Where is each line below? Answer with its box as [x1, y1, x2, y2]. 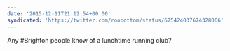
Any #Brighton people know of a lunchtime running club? [7, 36, 172, 44]
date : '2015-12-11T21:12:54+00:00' [7, 10, 111, 17]
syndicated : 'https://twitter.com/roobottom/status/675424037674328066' [7, 17, 224, 24]
